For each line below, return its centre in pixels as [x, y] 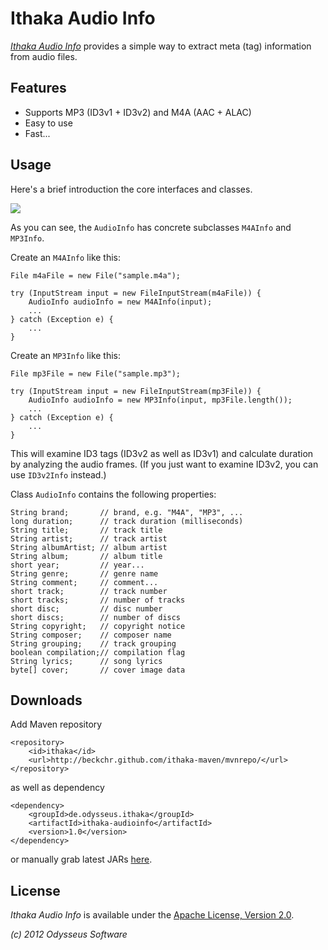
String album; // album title [86, 556]
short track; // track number [89, 591]
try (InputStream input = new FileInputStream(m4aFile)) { [136, 293]
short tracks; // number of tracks [98, 600]
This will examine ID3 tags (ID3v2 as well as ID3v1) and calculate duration [162, 453]
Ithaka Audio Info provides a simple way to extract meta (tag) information [161, 46]
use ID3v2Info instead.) [58, 474]
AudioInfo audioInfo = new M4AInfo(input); [120, 302]
